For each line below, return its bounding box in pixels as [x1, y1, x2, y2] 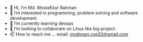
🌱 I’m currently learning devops [9, 20, 74, 26]
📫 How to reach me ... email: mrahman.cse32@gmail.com [9, 31, 128, 37]
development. [9, 15, 38, 21]
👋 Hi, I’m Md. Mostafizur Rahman [9, 5, 77, 10]
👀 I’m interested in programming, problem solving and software [9, 10, 138, 16]
